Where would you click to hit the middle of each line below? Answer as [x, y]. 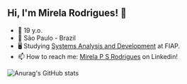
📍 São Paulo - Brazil [47, 38]
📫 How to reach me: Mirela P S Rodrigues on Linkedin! [98, 56]
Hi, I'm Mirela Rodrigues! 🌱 [67, 13]
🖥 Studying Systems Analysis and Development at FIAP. [99, 46]
